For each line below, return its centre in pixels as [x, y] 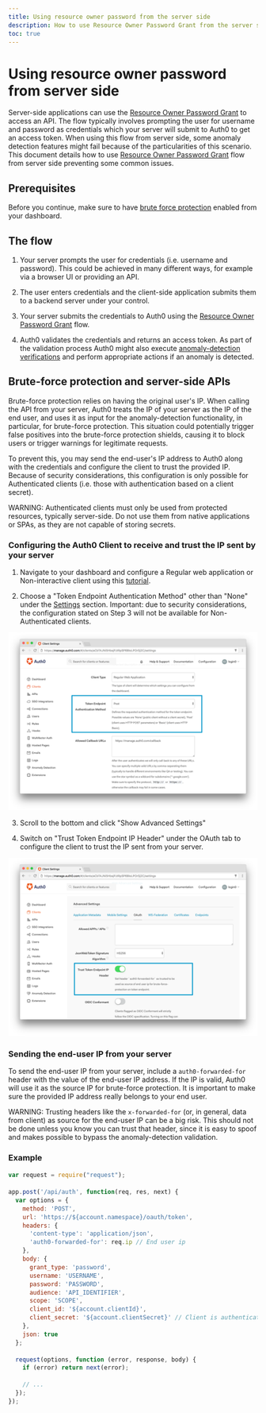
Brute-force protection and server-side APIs [120, 382]
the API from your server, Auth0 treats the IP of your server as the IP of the [130, 409]
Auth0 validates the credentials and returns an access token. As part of [136, 340]
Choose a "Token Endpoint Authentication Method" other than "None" [134, 596]
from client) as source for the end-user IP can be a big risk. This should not [131, 1120]
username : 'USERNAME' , [66, 1276]
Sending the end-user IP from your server [90, 1054]
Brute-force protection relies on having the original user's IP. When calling [129, 400]
